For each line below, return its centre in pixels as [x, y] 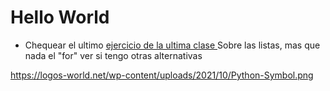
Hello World [60, 17]
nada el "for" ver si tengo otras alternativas [113, 55]
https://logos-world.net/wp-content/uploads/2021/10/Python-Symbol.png [162, 75]
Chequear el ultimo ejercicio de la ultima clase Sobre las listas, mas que [172, 45]
